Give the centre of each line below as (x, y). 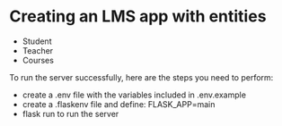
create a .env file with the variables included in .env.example (134, 95)
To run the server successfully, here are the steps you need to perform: (141, 77)
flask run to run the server (70, 113)
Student (37, 41)
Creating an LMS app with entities (138, 17)
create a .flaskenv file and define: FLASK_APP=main (119, 104)
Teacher (38, 50)
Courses (38, 60)
